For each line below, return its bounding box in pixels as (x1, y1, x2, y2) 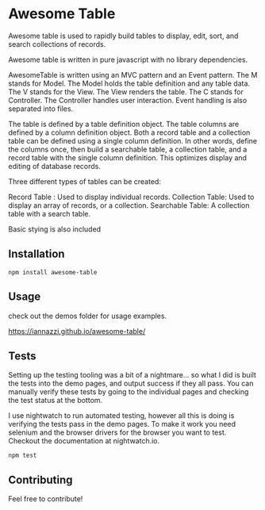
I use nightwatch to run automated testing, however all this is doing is (8, 411, 235, 420)
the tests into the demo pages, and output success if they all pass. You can (8, 378, 254, 389)
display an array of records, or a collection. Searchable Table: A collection (8, 200, 250, 210)
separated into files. (8, 104, 74, 113)
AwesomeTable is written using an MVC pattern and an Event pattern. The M (8, 70, 258, 79)
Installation (8, 247, 65, 261)
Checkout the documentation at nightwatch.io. (8, 436, 160, 446)
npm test (8, 451, 37, 460)
